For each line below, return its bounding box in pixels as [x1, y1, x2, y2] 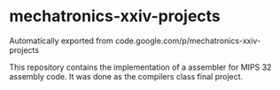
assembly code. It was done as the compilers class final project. [9, 71, 244, 81]
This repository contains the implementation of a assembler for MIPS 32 [9, 62, 272, 72]
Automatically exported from [9, 35, 113, 46]
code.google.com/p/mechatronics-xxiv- [114, 35, 261, 46]
